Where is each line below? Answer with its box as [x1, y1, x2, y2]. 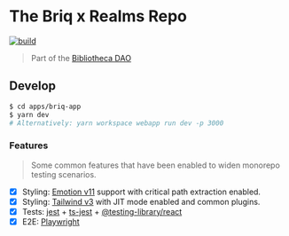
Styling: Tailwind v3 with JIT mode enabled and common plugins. [21, 196, 261, 207]
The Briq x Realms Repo [9, 6, 188, 27]
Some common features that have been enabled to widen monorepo [30, 160, 281, 170]
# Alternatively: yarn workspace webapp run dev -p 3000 [9, 118, 224, 128]
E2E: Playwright [21, 216, 80, 227]
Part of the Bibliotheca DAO [30, 52, 131, 63]
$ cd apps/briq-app [9, 102, 82, 111]
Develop [9, 78, 56, 94]
